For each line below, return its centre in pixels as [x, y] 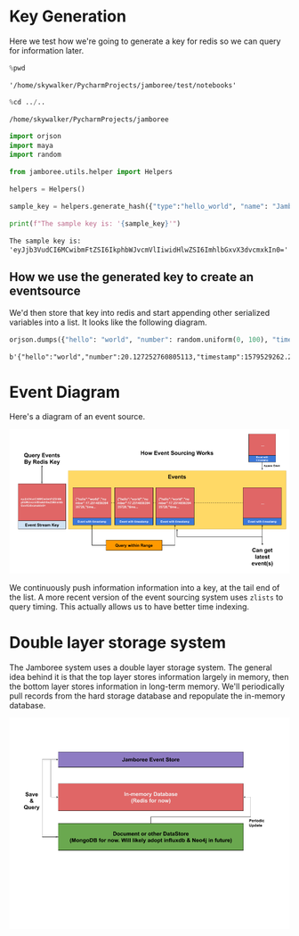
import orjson [36, 136]
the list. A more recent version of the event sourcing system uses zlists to [146, 597]
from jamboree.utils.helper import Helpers [91, 172]
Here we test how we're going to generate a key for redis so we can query [145, 41]
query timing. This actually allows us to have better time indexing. [129, 606]
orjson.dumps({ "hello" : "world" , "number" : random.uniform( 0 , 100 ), [139, 340]
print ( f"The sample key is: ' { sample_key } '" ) [95, 224]
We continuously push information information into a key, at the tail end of [145, 587]
